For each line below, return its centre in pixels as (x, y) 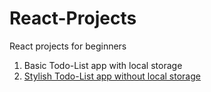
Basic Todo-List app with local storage (103, 65)
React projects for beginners (68, 46)
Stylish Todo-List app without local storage (112, 76)
